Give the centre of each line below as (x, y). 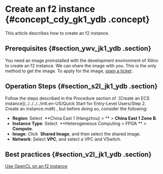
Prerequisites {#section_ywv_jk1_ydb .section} (78, 48)
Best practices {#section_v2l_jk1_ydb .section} (78, 154)
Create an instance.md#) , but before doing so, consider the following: (76, 109)
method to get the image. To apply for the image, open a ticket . (70, 71)
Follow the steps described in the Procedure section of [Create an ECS (77, 98)
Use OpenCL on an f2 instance (36, 166)
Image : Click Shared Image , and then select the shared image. (77, 134)
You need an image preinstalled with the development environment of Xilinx (82, 60)
